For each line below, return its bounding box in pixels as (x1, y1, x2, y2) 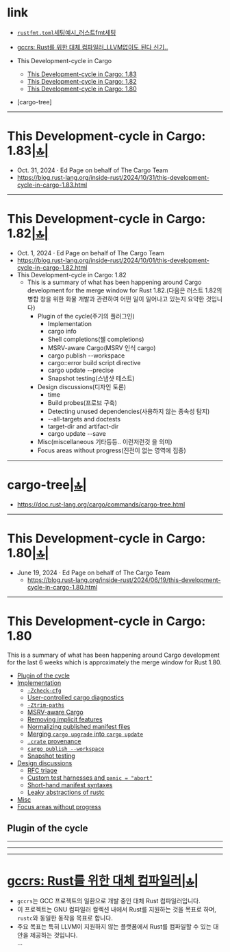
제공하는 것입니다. (29, 931, 78, 940)
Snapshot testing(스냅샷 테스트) (47, 374, 135, 382)
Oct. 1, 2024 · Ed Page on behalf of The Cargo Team (16, 248, 165, 257)
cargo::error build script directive (47, 358, 141, 367)
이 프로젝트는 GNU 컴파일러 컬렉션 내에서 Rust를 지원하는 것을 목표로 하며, (16, 905, 217, 914)
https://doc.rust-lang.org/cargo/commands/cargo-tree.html (16, 500, 186, 509)
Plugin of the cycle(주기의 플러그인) (37, 312, 135, 320)
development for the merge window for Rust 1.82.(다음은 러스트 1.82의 (27, 286, 222, 294)
